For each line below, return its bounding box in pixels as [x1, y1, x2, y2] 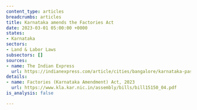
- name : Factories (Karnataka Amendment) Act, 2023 [6, 80, 135, 85]
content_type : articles [6, 8, 64, 15]
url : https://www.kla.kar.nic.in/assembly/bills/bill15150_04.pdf [11, 85, 177, 91]
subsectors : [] [6, 52, 43, 58]
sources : [6, 57, 28, 63]
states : [6, 30, 25, 36]
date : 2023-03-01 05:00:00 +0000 [6, 25, 88, 31]
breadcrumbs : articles [6, 14, 62, 20]
